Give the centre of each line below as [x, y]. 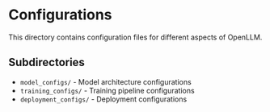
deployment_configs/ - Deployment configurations [103, 99]
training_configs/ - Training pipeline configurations [108, 90]
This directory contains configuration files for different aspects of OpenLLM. [135, 37]
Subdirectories [46, 62]
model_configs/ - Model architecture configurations [105, 81]
